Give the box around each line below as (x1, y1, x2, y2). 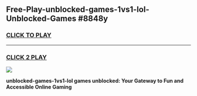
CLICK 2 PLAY (6, 53, 47, 61)
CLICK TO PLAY (6, 31, 52, 40)
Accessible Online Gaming (6, 83, 72, 90)
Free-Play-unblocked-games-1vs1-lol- (6, 5, 150, 15)
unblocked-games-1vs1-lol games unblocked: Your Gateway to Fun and (6, 77, 184, 84)
